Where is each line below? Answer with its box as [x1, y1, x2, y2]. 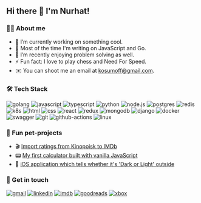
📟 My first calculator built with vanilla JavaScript [15, 152, 138, 159]
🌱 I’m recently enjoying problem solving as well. [15, 51, 135, 58]
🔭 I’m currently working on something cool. [15, 38, 123, 45]
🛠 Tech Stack [6, 84, 48, 93]
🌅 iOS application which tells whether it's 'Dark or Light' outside [15, 161, 175, 168]
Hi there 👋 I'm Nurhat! [6, 6, 90, 16]
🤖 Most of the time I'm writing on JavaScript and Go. [15, 44, 147, 52]
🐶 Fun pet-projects [6, 128, 63, 137]
